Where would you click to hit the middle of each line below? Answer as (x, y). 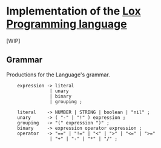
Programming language (67, 24)
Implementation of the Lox (74, 11)
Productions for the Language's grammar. (58, 75)
